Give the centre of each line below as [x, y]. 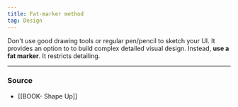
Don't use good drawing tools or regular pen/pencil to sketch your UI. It [111, 40]
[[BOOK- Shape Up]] [47, 96]
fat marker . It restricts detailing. [54, 56]
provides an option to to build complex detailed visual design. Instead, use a [118, 48]
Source [20, 81]
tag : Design [25, 21]
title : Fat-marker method [45, 14]
